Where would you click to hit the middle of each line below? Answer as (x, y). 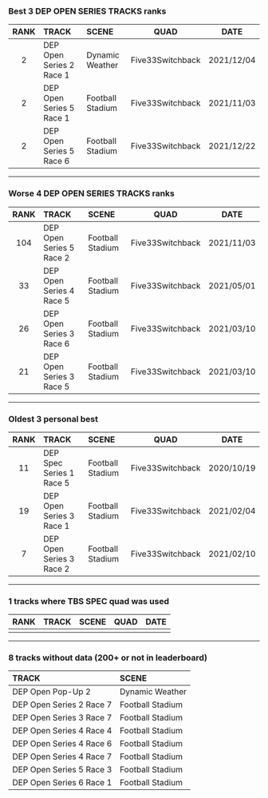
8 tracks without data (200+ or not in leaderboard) (108, 658)
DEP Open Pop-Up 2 (52, 692)
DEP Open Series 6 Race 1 (62, 783)
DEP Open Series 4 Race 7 (62, 756)
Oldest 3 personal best (53, 419)
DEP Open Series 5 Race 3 (62, 770)
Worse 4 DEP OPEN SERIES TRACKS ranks (92, 193)
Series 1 (59, 473)
